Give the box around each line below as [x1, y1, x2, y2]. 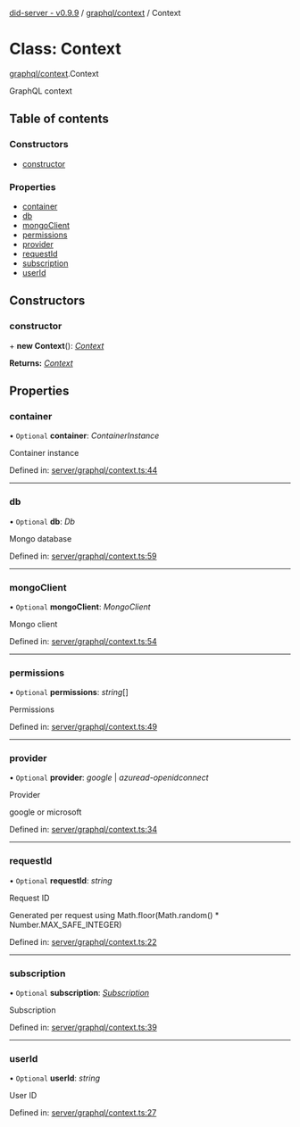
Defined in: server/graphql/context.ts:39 [9, 1022, 158, 1033]
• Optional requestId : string [9, 874, 113, 886]
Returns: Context [9, 357, 73, 369]
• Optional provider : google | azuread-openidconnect [9, 772, 209, 783]
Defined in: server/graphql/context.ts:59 [9, 551, 157, 561]
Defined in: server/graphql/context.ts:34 [9, 825, 158, 835]
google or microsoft [9, 807, 82, 817]
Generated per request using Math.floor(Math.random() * [9, 909, 220, 920]
